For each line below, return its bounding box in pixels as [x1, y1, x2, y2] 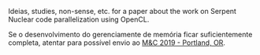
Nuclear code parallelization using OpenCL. [8, 15, 150, 24]
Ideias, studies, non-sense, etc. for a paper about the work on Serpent [8, 7, 236, 15]
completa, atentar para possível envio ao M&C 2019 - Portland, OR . [8, 38, 226, 47]
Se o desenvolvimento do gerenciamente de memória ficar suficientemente [8, 30, 253, 39]
